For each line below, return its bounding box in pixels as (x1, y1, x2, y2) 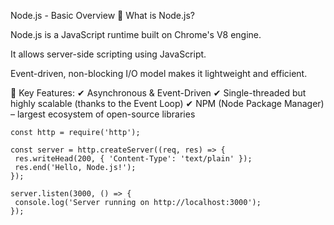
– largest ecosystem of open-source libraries (10, 108, 196, 120)
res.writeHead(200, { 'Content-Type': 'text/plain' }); (14, 154, 253, 164)
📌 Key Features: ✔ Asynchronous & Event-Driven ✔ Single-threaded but (10, 87, 307, 99)
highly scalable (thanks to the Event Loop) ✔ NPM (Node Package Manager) (10, 98, 325, 109)
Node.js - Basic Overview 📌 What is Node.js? (10, 10, 195, 21)
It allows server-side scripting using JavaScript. (10, 48, 207, 60)
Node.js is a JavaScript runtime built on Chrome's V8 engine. (10, 29, 262, 40)
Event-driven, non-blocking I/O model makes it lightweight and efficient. (10, 68, 308, 79)
